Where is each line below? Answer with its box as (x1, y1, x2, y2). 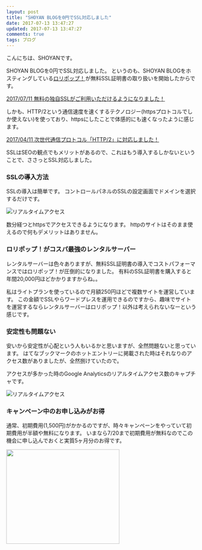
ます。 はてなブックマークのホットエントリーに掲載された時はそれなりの (6, 349, 187, 357)
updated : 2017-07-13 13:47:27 (6, 25, 83, 32)
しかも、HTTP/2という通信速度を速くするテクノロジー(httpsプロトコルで (6, 108, 188, 115)
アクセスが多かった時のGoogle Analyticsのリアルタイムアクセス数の (6, 370, 175, 377)
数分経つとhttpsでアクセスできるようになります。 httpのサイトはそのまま (6, 221, 188, 228)
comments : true (6, 31, 45, 37)
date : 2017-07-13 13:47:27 (6, 20, 74, 26)
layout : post (6, 8, 39, 15)
